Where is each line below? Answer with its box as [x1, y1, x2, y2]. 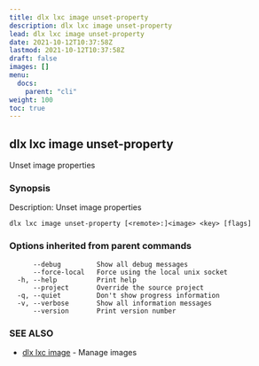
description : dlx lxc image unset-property [9, 21, 173, 30]
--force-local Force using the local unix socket [32, 268, 228, 276]
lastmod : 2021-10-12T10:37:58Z [9, 46, 125, 55]
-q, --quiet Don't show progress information [17, 291, 220, 300]
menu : [9, 71, 29, 80]
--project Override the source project [32, 283, 204, 292]
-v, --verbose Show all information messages [17, 299, 213, 308]
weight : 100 [9, 95, 53, 105]
